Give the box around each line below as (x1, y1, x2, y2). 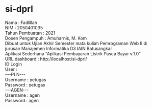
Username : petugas (5, 77, 47, 83)
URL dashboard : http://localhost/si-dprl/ (5, 56, 87, 62)
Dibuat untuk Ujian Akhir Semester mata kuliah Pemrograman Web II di (5, 40, 148, 46)
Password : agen (5, 97, 39, 103)
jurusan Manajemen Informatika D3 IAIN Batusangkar (5, 45, 112, 51)
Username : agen (5, 92, 40, 98)
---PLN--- (5, 71, 26, 77)
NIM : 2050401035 (5, 24, 43, 30)
